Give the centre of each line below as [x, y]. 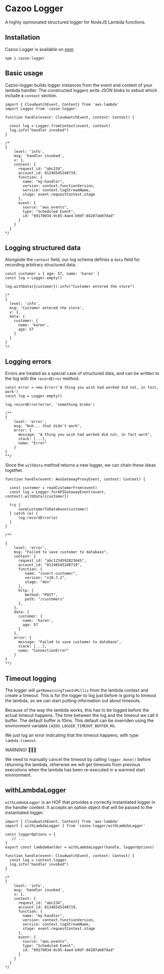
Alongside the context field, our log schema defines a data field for [73, 259]
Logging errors [28, 361]
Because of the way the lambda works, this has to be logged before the [77, 710]
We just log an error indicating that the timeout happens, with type [72, 735]
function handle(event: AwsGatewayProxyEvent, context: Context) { [75, 479]
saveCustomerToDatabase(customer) [53, 510]
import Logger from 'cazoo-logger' [41, 109]
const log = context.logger [38, 860]
